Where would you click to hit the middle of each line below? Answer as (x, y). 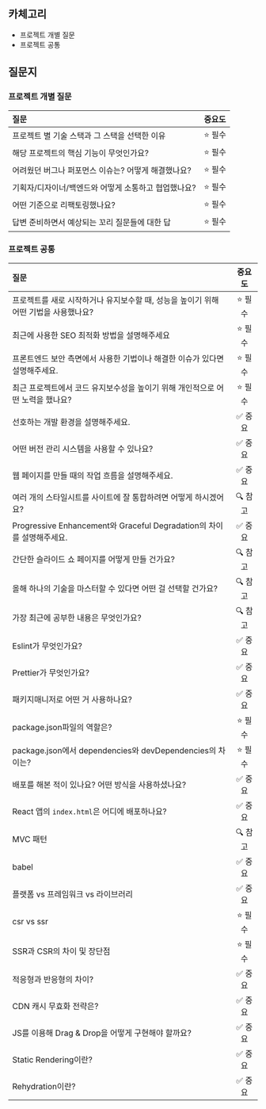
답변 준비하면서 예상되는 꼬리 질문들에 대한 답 (92, 222)
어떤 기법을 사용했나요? (53, 312)
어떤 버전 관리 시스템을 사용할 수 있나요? (83, 449)
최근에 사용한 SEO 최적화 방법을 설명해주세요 (91, 335)
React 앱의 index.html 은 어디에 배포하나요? (90, 811)
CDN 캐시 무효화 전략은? (55, 1006)
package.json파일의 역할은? (62, 728)
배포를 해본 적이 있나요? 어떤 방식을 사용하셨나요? (99, 785)
